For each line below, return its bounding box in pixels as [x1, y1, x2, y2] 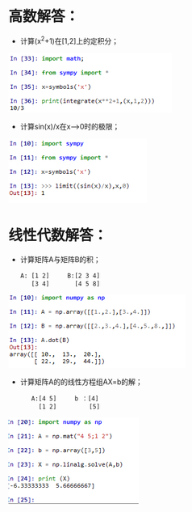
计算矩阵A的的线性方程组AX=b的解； [19, 377, 143, 387]
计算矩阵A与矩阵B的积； [19, 254, 101, 264]
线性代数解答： [8, 226, 108, 244]
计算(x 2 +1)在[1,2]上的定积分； [19, 34, 119, 45]
